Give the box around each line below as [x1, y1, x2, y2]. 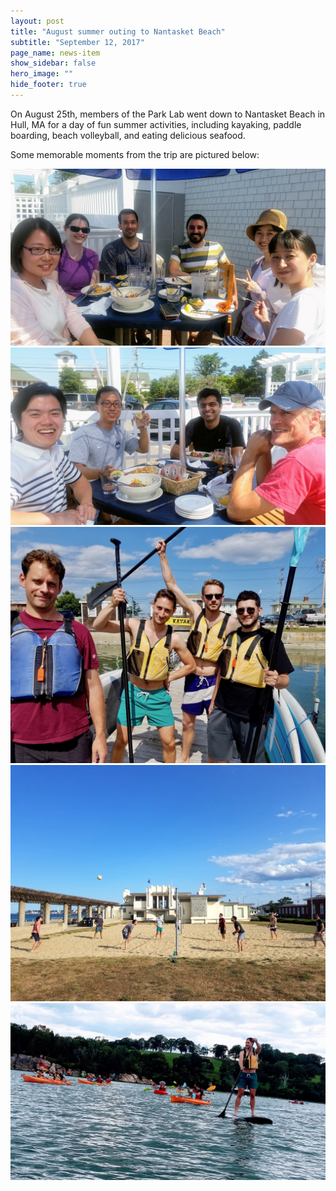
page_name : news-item [10, 48, 101, 58]
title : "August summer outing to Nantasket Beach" [10, 26, 226, 37]
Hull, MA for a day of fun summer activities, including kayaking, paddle [10, 118, 302, 130]
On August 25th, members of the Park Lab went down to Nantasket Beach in [10, 108, 326, 120]
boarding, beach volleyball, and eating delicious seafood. [10, 129, 246, 141]
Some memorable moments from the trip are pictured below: [10, 148, 260, 160]
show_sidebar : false [10, 58, 97, 69]
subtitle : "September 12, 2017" [10, 37, 145, 47]
